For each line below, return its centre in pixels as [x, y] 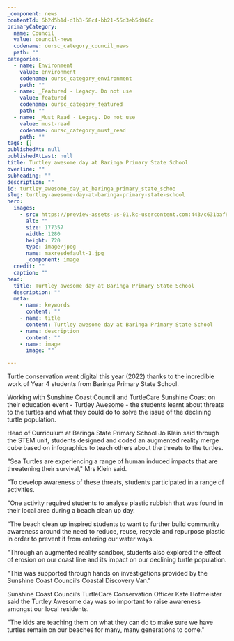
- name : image [40, 344]
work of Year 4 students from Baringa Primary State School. [93, 384]
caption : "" [31, 272]
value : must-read [45, 124]
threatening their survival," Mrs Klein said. [67, 469]
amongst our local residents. [48, 609]
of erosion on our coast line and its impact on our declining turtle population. [117, 560]
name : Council [34, 33]
